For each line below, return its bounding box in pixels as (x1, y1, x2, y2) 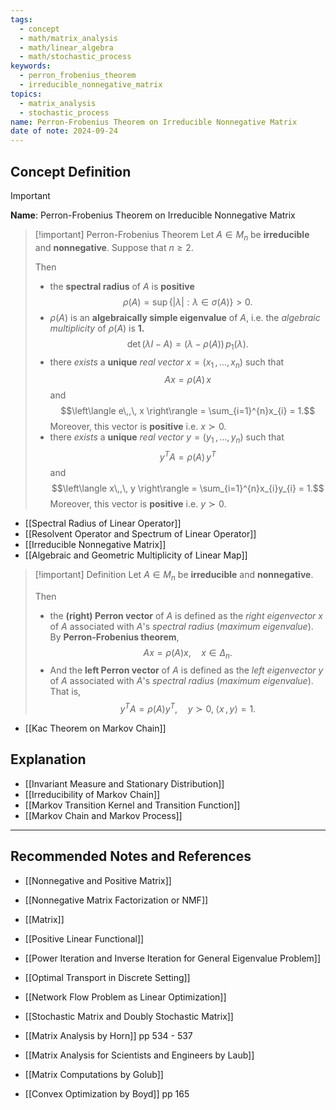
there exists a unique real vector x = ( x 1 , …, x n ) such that (49, 356, 285, 370)
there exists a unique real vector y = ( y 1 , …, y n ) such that (49, 431, 285, 446)
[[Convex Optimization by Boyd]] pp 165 (24, 1087, 190, 1100)
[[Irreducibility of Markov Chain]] (24, 788, 161, 800)
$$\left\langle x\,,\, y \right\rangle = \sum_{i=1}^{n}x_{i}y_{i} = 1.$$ (51, 482, 325, 494)
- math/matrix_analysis (19, 33, 118, 43)
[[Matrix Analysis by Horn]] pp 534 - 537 (24, 1029, 193, 1041)
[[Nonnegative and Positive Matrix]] (24, 874, 172, 886)
